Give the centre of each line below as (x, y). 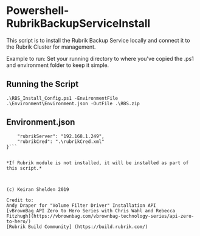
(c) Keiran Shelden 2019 (38, 189)
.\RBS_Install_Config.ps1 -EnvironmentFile (62, 98)
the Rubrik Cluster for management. (51, 47)
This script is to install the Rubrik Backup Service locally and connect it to (98, 40)
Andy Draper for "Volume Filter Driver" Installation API (81, 205)
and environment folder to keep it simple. (58, 65)
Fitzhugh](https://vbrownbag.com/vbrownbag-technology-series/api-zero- (100, 216)
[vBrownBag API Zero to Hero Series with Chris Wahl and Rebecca (91, 210)
